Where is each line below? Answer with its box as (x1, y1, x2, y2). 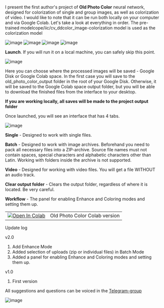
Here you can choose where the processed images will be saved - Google (5, 68, 155, 74)
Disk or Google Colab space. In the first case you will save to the (5, 73, 136, 79)
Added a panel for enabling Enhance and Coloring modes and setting (12, 254, 152, 260)
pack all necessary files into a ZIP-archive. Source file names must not (5, 147, 147, 152)
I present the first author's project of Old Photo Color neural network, (5, 4, 145, 10)
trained (5, 25, 20, 31)
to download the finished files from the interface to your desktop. (5, 89, 137, 95)
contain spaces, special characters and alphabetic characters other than (5, 152, 151, 158)
